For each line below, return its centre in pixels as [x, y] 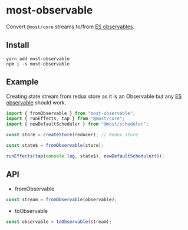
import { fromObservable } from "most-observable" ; [71, 113]
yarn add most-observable [38, 59]
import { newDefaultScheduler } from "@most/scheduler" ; [77, 124]
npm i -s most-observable [38, 64]
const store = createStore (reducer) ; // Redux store [72, 135]
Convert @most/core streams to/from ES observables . [70, 27]
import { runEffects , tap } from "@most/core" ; [66, 119]
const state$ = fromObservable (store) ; [55, 146]
